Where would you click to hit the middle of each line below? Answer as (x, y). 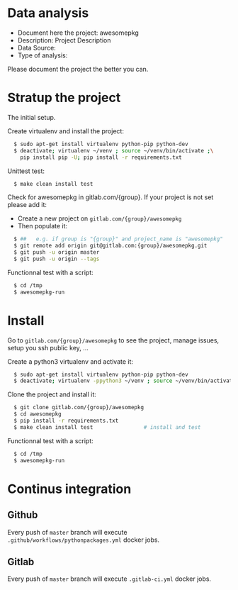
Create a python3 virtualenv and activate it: (70, 361)
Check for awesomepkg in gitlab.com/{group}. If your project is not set (110, 197)
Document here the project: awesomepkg (78, 33)
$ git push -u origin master (57, 252)
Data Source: (37, 48)
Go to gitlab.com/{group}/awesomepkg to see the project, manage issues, (113, 340)
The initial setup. (32, 117)
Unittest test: (26, 171)
